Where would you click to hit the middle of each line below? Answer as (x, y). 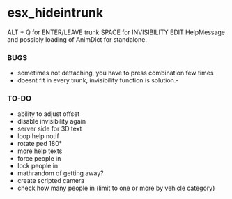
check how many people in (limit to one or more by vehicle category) (116, 188)
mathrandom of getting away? (60, 173)
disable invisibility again (51, 121)
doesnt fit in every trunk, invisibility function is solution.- (98, 80)
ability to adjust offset (48, 114)
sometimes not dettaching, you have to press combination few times (115, 73)
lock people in (38, 165)
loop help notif (38, 136)
